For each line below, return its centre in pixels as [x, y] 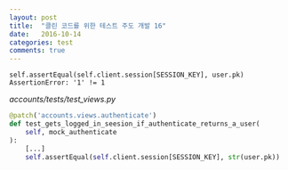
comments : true [37, 51]
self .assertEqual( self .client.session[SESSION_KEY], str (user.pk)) [152, 157]
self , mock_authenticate [71, 132]
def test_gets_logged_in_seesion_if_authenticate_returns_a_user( [135, 124]
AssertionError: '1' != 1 [57, 83]
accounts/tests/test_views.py [63, 100]
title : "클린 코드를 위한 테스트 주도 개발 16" [88, 26]
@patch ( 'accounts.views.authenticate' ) [83, 116]
